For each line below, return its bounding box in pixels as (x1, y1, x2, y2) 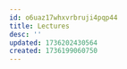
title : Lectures (9, 22, 70, 30)
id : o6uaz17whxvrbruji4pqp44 (9, 13, 118, 22)
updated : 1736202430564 (9, 38, 98, 47)
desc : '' (9, 30, 42, 39)
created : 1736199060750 (9, 47, 98, 56)
